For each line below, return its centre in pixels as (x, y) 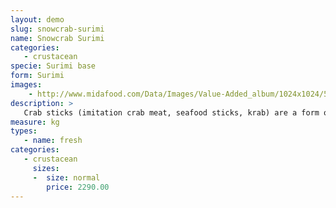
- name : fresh (53, 141)
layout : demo (37, 19)
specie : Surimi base (53, 66)
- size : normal (66, 177)
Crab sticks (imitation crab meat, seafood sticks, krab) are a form (171, 112)
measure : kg (35, 122)
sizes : (46, 168)
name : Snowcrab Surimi (57, 38)
